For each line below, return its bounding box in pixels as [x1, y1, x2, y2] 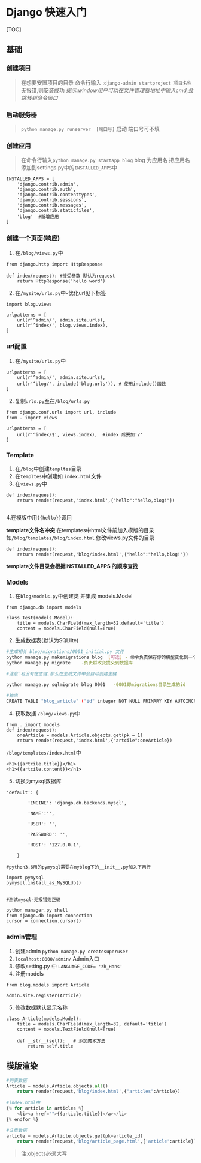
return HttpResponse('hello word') [17, 278, 106, 284]
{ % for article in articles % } [6, 1105, 84, 1111]
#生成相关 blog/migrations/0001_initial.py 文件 [6, 649, 124, 655]
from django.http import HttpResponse [6, 261, 103, 267]
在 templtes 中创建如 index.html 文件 [14, 473, 102, 480]
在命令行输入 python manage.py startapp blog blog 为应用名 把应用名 [20, 157, 190, 164]
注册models [14, 970, 44, 977]
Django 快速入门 [6, 5, 87, 19]
